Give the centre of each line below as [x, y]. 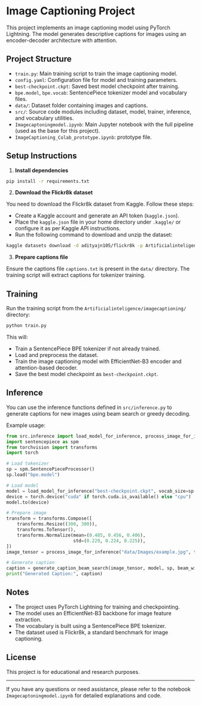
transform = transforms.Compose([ [49, 518]
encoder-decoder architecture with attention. [62, 40]
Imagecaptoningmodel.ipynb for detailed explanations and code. [84, 695]
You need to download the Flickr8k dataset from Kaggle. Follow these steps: [100, 204]
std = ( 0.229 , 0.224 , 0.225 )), [109, 541]
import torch [22, 453]
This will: [17, 337]
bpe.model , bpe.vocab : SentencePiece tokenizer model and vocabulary [101, 92]
